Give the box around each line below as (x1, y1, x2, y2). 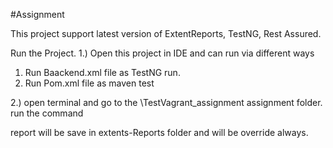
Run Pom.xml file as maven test (24, 77, 155, 89)
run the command (10, 107, 84, 119)
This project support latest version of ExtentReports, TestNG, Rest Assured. (10, 28, 322, 39)
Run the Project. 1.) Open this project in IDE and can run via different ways (10, 47, 315, 59)
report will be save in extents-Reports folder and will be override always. (10, 127, 309, 138)
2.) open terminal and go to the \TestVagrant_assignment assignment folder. (10, 97, 323, 108)
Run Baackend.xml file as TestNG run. (24, 67, 181, 78)
